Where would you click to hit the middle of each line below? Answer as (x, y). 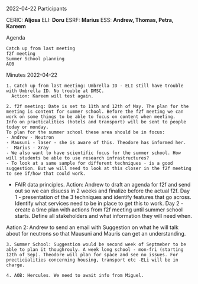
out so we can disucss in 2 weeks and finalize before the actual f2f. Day (102, 191)
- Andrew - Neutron (30, 138)
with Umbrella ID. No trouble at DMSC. (55, 91)
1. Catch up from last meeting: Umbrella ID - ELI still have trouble (95, 86)
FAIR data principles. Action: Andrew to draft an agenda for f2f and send (103, 185)
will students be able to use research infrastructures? (78, 158)
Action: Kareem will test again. (53, 96)
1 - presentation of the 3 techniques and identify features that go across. (103, 197)
